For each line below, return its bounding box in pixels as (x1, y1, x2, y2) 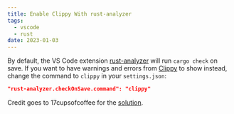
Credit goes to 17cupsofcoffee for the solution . (7, 98, 144, 107)
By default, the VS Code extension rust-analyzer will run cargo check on (7, 56, 218, 65)
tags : (7, 17, 23, 24)
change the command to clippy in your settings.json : (7, 72, 167, 81)
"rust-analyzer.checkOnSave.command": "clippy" (7, 85, 151, 93)
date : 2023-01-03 (7, 37, 59, 44)
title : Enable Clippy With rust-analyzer (7, 10, 132, 18)
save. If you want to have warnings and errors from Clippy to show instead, (7, 64, 228, 73)
